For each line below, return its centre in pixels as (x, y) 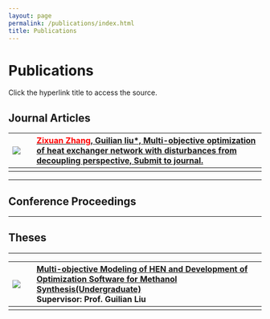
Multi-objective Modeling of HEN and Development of (142, 268)
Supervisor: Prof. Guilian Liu (91, 299)
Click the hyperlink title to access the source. (83, 92)
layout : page (30, 16)
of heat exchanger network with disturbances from (137, 151)
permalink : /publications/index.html (72, 23)
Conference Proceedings (72, 201)
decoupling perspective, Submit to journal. (120, 161)
